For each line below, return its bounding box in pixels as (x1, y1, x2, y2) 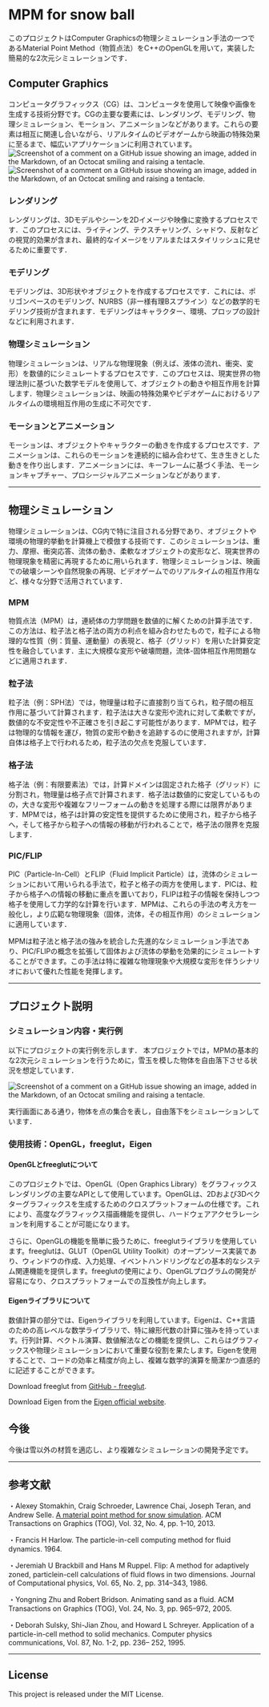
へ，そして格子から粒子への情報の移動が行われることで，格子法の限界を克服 (8, 819, 260, 829)
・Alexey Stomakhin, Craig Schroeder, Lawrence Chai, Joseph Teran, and (8, 1500, 251, 1511)
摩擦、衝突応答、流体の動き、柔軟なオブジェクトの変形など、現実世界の (22, 546, 260, 556)
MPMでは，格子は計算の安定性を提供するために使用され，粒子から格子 (22, 809, 257, 819)
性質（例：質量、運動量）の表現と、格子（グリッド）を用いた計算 (29, 636, 247, 646)
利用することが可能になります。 (29, 1219, 134, 1229)
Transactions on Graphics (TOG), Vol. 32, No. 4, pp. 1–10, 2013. (8, 1518, 216, 1528)
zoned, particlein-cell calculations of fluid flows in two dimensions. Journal (8, 1569, 256, 1579)
